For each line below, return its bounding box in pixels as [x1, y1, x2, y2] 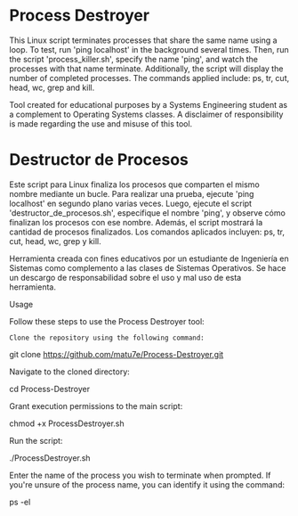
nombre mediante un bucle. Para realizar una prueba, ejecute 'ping [9, 188, 254, 199]
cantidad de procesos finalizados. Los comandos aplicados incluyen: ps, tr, [9, 226, 286, 237]
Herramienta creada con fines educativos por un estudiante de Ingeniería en [9, 253, 289, 264]
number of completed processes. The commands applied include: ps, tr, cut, [9, 72, 290, 83]
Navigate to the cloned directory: [9, 366, 131, 377]
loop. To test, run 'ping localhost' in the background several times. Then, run [9, 44, 289, 54]
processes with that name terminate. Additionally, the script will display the [9, 63, 284, 74]
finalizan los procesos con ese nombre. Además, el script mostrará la [9, 217, 263, 227]
